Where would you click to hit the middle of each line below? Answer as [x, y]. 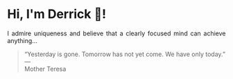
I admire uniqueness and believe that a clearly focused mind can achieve [116, 33]
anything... [23, 40]
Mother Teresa [45, 69]
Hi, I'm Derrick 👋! [57, 14]
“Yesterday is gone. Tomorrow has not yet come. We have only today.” [124, 54]
